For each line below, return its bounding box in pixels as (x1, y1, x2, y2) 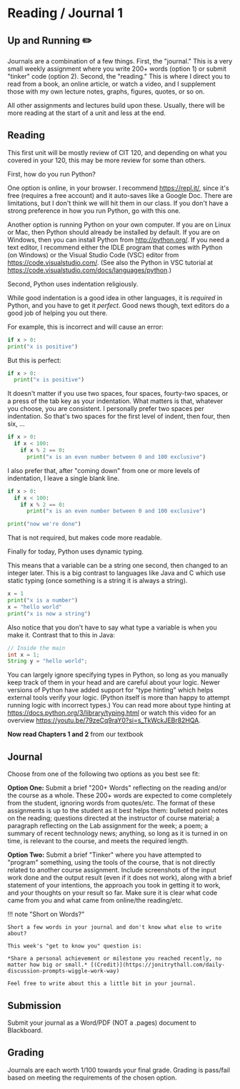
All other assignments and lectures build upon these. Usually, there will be (7, 101, 225, 109)
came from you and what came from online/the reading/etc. (7, 896, 184, 905)
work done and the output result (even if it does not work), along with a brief (7, 873, 232, 882)
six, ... (7, 419, 25, 428)
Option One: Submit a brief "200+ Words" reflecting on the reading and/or (7, 784, 227, 792)
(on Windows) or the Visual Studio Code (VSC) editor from (7, 250, 179, 259)
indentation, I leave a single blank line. (7, 474, 120, 482)
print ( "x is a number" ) (7, 597, 79, 605)
